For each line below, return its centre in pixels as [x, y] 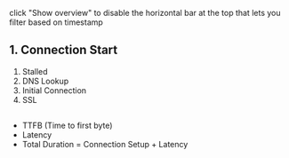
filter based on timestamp [56, 22]
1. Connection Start [64, 50]
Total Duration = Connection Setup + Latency [105, 145]
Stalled [35, 71]
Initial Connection [54, 90]
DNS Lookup [45, 81]
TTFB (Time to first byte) [67, 126]
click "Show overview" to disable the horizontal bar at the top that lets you [145, 13]
